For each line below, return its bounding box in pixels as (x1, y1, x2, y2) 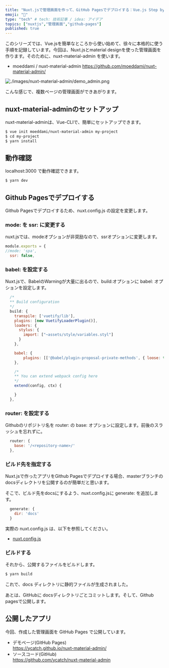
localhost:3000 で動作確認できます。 (5, 168, 81, 174)
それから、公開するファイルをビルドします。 (5, 561, 98, 567)
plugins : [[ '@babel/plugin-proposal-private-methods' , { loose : (23, 355, 161, 360)
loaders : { (14, 323, 37, 328)
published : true (5, 26, 39, 31)
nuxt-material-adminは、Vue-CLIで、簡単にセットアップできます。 (5, 119, 144, 125)
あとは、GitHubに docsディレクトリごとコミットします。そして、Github (5, 592, 154, 598)
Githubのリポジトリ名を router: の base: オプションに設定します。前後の (5, 422, 154, 428)
